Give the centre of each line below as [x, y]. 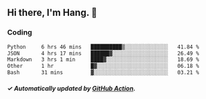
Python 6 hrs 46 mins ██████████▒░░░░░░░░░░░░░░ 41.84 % [103, 47]
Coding [20, 33]
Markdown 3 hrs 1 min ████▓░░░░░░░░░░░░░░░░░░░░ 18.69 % [103, 60]
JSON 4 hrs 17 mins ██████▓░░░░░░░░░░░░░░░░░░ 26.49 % [103, 53]
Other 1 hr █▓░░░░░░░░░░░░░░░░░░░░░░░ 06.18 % [103, 66]
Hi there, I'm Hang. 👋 [53, 13]
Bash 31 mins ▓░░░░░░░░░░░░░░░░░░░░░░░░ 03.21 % [103, 73]
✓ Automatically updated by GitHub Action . [72, 88]
